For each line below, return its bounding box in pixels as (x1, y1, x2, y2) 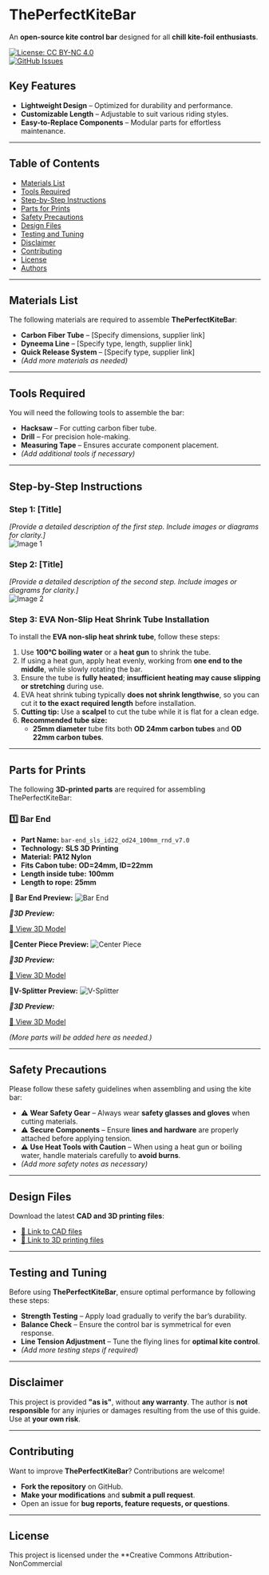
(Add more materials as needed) (20, 356, 129, 366)
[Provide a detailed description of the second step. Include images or (9, 577, 238, 587)
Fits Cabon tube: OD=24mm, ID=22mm (20, 860, 153, 870)
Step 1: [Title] (9, 503, 62, 515)
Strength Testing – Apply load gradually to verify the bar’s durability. (20, 1311, 247, 1321)
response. (20, 1329, 54, 1338)
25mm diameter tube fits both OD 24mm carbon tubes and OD (32, 724, 242, 734)
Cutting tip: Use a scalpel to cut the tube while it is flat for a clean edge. (20, 707, 259, 717)
